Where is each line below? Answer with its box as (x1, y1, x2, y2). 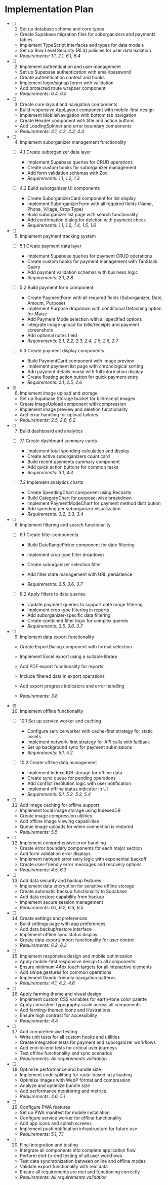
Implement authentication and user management (19, 63, 121, 70)
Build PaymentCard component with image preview (27, 358, 135, 364)
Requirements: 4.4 (19, 1017, 58, 1024)
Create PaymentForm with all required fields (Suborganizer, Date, (27, 294, 163, 301)
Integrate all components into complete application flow (19, 1147, 136, 1153)
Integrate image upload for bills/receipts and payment (27, 321, 140, 328)
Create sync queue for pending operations (27, 775, 116, 781)
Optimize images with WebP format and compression (19, 1077, 131, 1083)
